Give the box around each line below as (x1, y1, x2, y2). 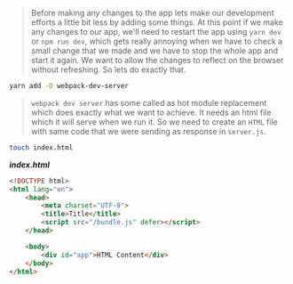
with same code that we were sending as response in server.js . (30, 126, 266, 136)
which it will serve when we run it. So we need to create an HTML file (30, 116, 278, 127)
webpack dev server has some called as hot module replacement (30, 97, 267, 108)
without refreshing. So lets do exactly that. (30, 64, 186, 75)
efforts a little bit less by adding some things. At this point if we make (30, 17, 284, 28)
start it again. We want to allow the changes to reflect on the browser (30, 55, 284, 65)
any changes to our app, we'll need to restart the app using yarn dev (30, 27, 281, 37)
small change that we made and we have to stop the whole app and (30, 45, 278, 56)
